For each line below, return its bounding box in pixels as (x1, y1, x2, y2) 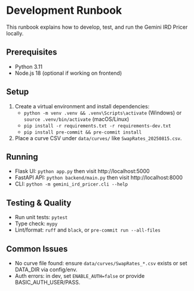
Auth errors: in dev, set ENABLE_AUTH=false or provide (14, 272, 145, 279)
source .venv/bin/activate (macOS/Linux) (23, 115, 130, 123)
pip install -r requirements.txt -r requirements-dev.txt (23, 123, 171, 129)
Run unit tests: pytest (14, 214, 68, 221)
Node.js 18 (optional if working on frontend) (14, 69, 122, 77)
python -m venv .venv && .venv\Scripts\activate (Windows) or (23, 109, 182, 116)
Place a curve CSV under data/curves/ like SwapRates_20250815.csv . (14, 134, 182, 141)
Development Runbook (6, 4, 122, 17)
